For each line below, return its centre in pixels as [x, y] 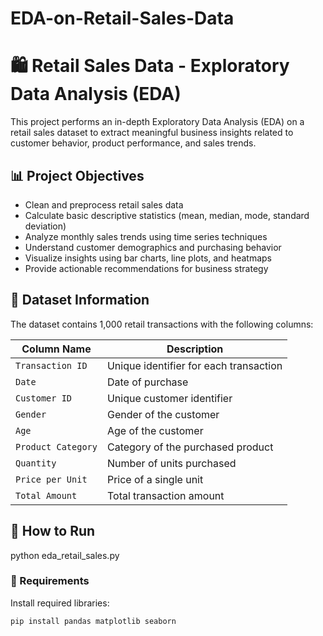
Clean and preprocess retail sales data [104, 204]
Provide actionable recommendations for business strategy [146, 268]
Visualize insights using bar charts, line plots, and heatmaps [148, 258]
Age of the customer [155, 430]
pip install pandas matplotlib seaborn [93, 621]
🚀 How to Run [53, 531]
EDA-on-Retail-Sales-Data [122, 18]
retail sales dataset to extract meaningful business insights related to [152, 133]
